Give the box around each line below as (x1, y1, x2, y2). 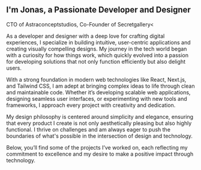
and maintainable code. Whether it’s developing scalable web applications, (6, 88, 191, 96)
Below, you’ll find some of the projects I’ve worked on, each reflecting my (6, 144, 188, 151)
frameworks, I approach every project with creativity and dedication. (6, 102, 176, 109)
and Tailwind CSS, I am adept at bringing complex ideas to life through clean (6, 82, 195, 90)
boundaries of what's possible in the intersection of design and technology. (6, 132, 193, 139)
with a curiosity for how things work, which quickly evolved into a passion (6, 51, 189, 59)
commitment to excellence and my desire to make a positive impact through (6, 150, 194, 157)
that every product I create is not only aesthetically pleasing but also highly (6, 120, 192, 127)
